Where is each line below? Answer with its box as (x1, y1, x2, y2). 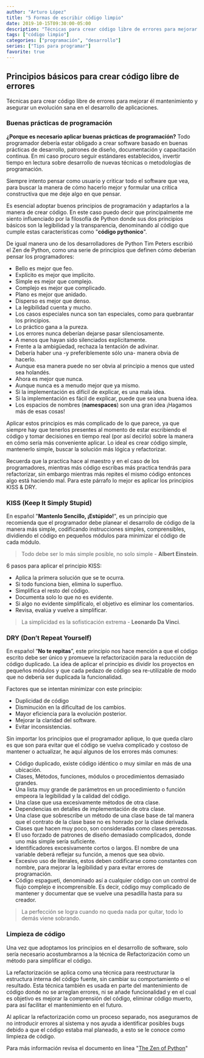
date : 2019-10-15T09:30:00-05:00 (6, 20, 91, 26)
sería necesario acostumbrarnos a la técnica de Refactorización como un (6, 950, 190, 958)
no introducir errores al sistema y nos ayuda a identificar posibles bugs (6, 1019, 185, 1027)
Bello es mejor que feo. (15, 264, 74, 272)
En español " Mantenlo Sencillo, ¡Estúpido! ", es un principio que (6, 512, 167, 520)
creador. (15, 897, 37, 904)
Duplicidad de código (15, 697, 69, 705)
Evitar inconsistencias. (15, 723, 72, 731)
